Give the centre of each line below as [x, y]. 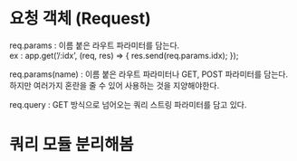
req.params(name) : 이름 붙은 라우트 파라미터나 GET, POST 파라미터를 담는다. [148, 74]
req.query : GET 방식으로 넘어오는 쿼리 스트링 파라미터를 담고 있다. [128, 104]
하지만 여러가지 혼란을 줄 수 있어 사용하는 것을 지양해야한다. [115, 85]
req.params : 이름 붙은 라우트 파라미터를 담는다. [95, 45]
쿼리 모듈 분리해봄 [72, 145]
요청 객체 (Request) [80, 19]
